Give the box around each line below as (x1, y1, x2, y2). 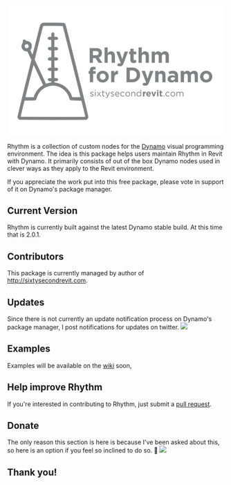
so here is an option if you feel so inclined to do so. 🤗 (7, 446, 158, 455)
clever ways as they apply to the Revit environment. (7, 164, 154, 172)
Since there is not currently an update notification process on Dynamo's (7, 315, 212, 323)
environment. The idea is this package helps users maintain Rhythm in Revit (7, 149, 223, 158)
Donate (7, 420, 39, 432)
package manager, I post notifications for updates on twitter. (7, 323, 180, 331)
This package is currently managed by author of (7, 269, 145, 277)
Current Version (7, 205, 78, 217)
